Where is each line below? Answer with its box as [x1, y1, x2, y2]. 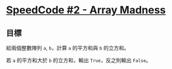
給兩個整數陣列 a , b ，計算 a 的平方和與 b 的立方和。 [6, 45, 130, 51]
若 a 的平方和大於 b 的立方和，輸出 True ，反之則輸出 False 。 [6, 57, 152, 64]
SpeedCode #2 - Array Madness [6, 3, 166, 17]
